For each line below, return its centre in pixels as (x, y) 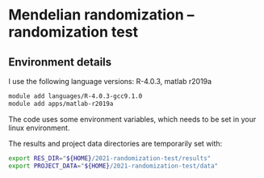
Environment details (60, 62)
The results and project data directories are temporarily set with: (115, 143)
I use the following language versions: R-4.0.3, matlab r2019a (110, 81)
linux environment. (39, 128)
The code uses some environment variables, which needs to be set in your (132, 119)
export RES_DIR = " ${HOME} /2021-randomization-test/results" (110, 158)
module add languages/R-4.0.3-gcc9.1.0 (75, 96)
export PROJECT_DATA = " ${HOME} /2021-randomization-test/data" (113, 166)
